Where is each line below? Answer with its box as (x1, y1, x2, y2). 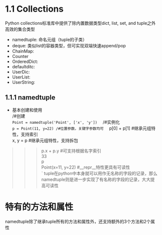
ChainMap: (12, 48, 34, 54)
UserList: (12, 74, 31, 80)
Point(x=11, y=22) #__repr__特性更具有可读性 (41, 164, 130, 170)
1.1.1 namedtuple (5, 94, 56, 102)
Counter (12, 53, 29, 59)
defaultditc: (12, 63, 36, 69)
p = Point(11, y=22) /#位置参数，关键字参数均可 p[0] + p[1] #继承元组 (12, 125, 152, 131)
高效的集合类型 (5, 26, 35, 32)
